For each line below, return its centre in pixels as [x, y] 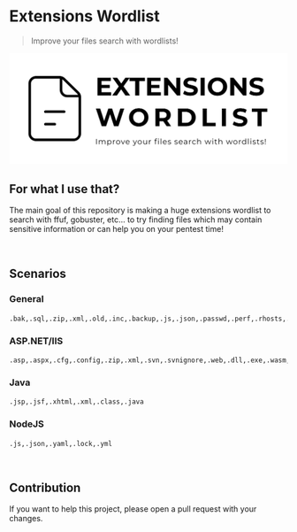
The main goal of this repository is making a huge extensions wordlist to [140, 211]
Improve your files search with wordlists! [104, 41]
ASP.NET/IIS [36, 341]
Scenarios [38, 274]
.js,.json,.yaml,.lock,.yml [61, 443]
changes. [26, 519]
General [27, 299]
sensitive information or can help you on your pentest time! [116, 229]
